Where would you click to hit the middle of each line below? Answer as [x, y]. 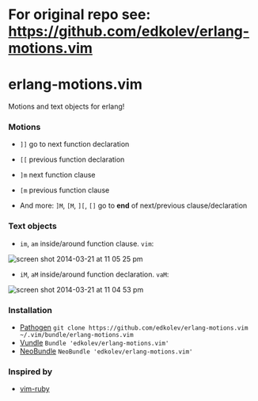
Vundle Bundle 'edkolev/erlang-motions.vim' [94, 343]
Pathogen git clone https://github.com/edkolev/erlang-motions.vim [134, 327]
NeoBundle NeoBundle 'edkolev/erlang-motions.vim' [106, 351]
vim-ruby [34, 389]
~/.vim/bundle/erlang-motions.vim [76, 335]
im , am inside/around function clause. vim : [87, 243]
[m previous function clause [64, 190]
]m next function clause [57, 175]
